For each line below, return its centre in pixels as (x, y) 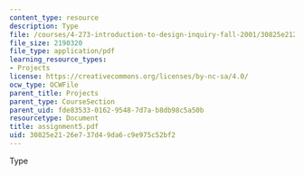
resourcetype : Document (54, 118)
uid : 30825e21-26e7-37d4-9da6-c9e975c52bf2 (93, 135)
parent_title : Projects (54, 93)
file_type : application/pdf (62, 51)
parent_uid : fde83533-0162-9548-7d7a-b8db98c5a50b (107, 110)
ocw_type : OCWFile (44, 85)
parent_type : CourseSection (62, 101)
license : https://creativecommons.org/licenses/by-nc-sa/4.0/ (129, 77)
